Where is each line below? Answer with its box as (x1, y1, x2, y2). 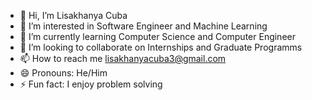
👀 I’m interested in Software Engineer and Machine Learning (19, 20, 268, 32)
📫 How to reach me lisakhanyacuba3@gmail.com (19, 53, 227, 64)
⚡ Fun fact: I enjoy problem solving (19, 78, 163, 90)
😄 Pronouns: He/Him (19, 67, 108, 79)
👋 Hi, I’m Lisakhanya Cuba (19, 10, 128, 21)
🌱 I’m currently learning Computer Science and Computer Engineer (19, 31, 296, 42)
